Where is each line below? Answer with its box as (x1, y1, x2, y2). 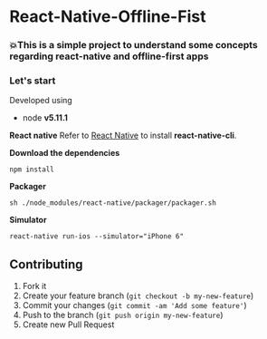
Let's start (9, 74, 56, 87)
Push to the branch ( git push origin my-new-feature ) (22, 310, 224, 321)
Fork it (22, 281, 47, 292)
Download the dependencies (9, 148, 120, 159)
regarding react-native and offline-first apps (9, 50, 209, 63)
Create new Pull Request (22, 319, 115, 330)
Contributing (9, 257, 83, 272)
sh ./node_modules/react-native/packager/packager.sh (9, 199, 217, 208)
